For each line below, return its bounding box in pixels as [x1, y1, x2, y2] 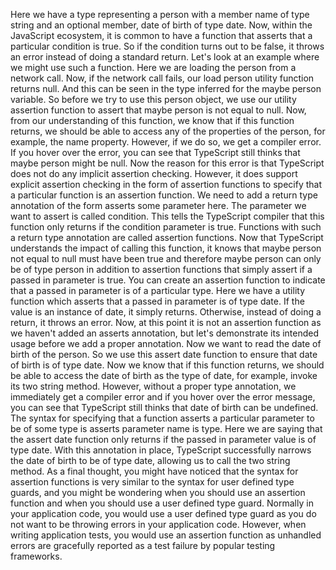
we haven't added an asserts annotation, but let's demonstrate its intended [10, 327, 320, 339]
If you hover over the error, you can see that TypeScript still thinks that [10, 147, 301, 158]
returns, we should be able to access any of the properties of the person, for [10, 125, 326, 137]
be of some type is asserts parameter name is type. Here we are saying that [10, 423, 323, 434]
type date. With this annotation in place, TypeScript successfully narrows [10, 444, 312, 456]
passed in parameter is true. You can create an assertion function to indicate [10, 274, 326, 286]
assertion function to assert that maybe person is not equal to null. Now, [10, 104, 307, 116]
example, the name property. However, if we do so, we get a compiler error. [10, 136, 322, 148]
